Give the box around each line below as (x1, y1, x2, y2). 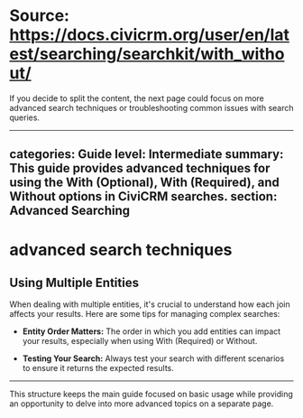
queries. (9, 112, 41, 123)
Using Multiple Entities (9, 274, 140, 290)
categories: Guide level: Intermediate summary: (9, 146, 284, 163)
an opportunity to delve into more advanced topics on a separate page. (9, 398, 274, 409)
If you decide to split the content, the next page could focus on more (9, 92, 264, 104)
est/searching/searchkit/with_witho (9, 44, 285, 64)
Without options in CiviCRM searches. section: (9, 189, 278, 204)
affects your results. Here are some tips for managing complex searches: (9, 309, 280, 320)
